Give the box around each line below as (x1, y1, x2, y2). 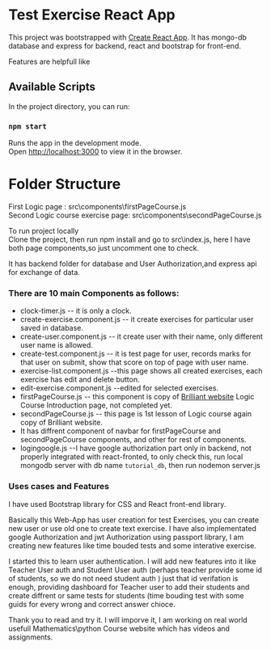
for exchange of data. (8, 267, 81, 276)
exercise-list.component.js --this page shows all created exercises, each (19, 366, 263, 376)
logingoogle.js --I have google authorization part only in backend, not (19, 443, 252, 454)
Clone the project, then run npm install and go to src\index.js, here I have (8, 234, 251, 244)
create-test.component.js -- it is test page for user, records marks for (19, 349, 252, 359)
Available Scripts (8, 80, 95, 94)
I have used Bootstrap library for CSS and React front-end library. (8, 499, 227, 509)
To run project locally (8, 226, 79, 235)
